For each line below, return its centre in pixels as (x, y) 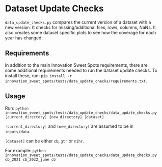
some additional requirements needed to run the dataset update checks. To (81, 70)
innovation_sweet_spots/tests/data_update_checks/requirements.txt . (76, 81)
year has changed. (24, 38)
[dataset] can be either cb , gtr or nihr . (45, 141)
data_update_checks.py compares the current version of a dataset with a (78, 22)
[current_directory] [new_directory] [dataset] (55, 117)
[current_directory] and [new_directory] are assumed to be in (69, 126)
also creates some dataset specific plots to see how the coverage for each (81, 32)
